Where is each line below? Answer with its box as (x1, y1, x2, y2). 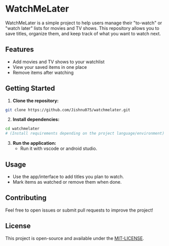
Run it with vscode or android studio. (20, 145, 97, 152)
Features (5, 45, 34, 54)
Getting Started (5, 84, 55, 93)
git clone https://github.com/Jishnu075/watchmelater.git (5, 107, 130, 112)
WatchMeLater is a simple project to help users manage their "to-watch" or (5, 20, 162, 26)
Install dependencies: (12, 116, 60, 122)
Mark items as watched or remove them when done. (12, 179, 122, 185)
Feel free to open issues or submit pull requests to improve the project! (5, 207, 153, 213)
